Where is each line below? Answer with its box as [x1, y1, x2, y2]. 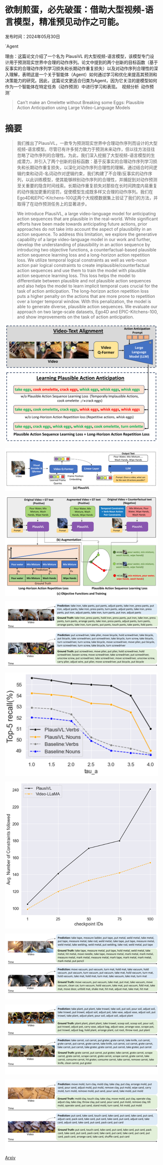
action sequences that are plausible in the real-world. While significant [16, 216, 158, 222]
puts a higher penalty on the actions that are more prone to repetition [16, 293, 155, 299]
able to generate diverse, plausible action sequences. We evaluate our [16, 303, 158, 309]
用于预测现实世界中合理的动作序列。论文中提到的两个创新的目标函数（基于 [9, 59, 158, 65]
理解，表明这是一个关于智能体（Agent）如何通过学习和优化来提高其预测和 [9, 71, 158, 77]
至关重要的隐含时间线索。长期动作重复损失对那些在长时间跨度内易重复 [16, 183, 158, 189]
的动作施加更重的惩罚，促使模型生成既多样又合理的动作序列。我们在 [16, 189, 153, 194]
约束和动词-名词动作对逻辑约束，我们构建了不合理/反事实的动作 [21, 171, 148, 176]
